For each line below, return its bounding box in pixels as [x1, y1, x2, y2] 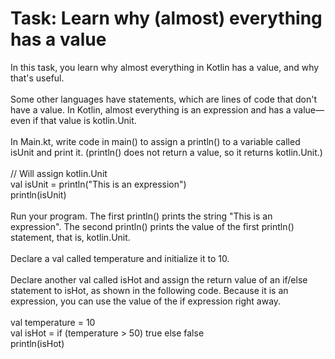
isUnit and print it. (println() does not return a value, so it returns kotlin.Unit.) [10, 146, 323, 158]
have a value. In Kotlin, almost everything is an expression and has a [10, 103, 292, 116]
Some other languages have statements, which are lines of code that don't [10, 93, 318, 105]
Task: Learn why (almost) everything [10, 7, 323, 30]
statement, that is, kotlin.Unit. [10, 231, 131, 243]
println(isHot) [10, 337, 65, 349]
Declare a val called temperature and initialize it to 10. [10, 252, 230, 264]
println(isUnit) [10, 188, 67, 201]
